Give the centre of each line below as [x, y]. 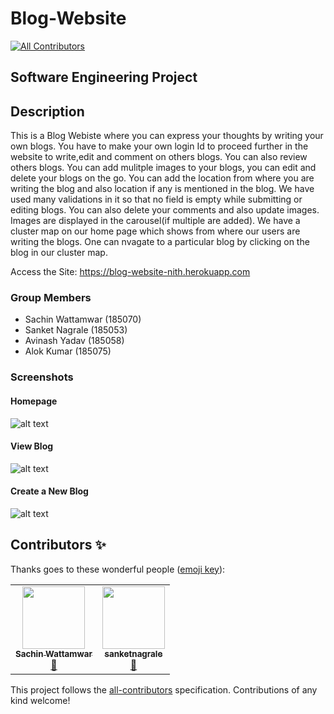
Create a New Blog [49, 491]
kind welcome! [40, 700]
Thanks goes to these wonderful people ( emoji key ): [118, 569]
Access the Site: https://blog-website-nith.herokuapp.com [130, 272]
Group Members [51, 298]
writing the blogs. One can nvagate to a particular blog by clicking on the [160, 242]
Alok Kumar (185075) [68, 351]
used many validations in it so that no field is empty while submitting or [156, 199]
